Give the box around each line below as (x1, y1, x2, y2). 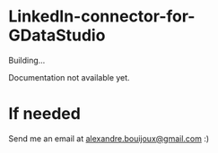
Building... (8, 55, 46, 65)
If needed (8, 104, 82, 124)
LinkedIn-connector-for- (8, 6, 196, 27)
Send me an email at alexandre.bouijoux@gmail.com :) (8, 132, 210, 144)
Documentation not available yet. (8, 72, 131, 82)
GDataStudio (8, 25, 106, 46)
